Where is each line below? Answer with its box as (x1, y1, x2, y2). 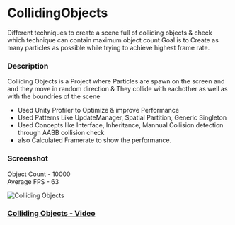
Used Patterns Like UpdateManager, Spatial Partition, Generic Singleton (17, 113, 227, 122)
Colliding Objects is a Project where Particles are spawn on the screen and (7, 77, 225, 86)
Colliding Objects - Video (7, 209, 96, 219)
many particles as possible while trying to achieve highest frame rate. (7, 43, 210, 52)
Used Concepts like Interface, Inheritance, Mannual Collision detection (17, 121, 224, 129)
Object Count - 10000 (7, 170, 71, 178)
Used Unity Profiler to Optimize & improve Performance (17, 106, 179, 115)
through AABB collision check (17, 129, 105, 137)
